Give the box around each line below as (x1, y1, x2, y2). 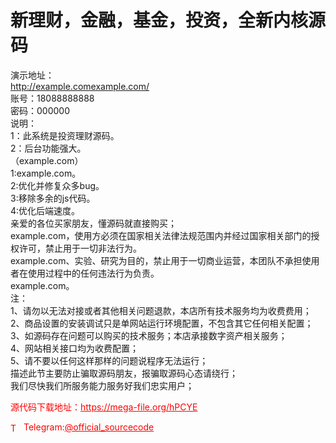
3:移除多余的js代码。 (10, 192, 96, 204)
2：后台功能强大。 (10, 142, 87, 154)
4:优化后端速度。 (10, 204, 81, 216)
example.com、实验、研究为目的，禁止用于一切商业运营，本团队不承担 (10, 254, 303, 266)
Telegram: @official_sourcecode (23, 421, 155, 433)
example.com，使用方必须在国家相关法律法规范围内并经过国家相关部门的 (10, 229, 312, 241)
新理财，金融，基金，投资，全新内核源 (10, 9, 327, 32)
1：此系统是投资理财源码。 (10, 129, 120, 141)
